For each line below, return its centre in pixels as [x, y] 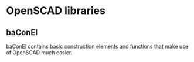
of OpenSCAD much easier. [39, 53]
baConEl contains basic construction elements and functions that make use [97, 46]
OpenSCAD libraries [56, 11]
